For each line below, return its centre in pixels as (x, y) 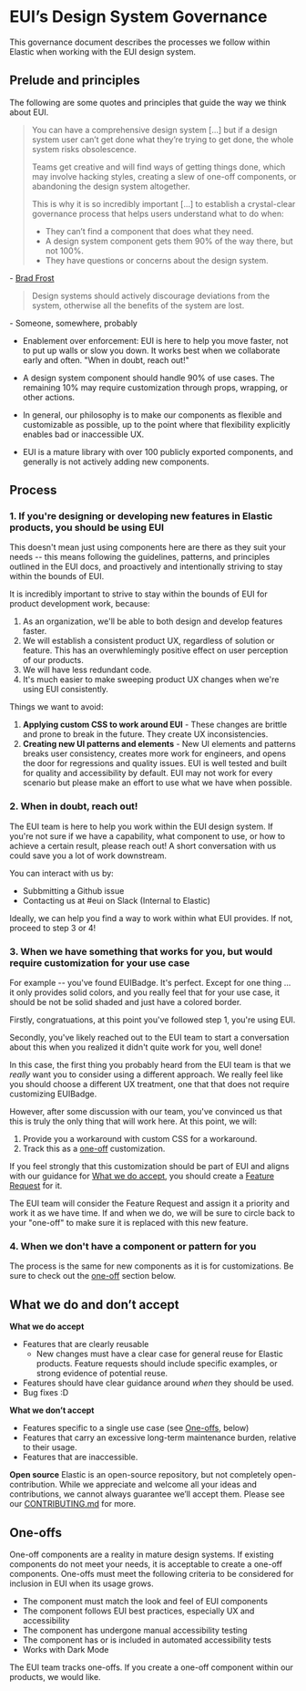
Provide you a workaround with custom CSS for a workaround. (140, 1139)
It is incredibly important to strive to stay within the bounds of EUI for (138, 594)
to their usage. (50, 1447)
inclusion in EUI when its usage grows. (82, 1583)
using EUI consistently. (66, 690)
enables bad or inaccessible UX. (83, 434)
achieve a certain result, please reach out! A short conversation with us (143, 845)
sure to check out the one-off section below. (93, 1276)
